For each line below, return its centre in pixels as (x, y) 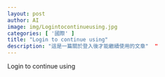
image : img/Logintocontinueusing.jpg (62, 27)
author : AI (23, 20)
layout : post (26, 14)
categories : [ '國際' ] (41, 33)
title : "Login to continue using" (58, 40)
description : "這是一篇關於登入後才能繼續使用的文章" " (82, 46)
